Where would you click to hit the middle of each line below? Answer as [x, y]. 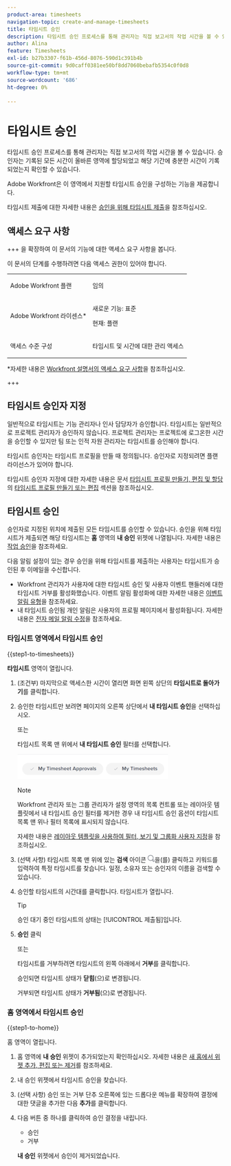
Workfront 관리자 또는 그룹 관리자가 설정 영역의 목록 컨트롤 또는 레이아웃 [115, 804]
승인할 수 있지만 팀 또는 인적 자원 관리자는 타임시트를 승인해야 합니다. [107, 441]
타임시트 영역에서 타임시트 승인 [55, 639]
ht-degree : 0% [27, 87]
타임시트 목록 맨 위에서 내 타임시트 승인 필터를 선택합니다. [94, 744]
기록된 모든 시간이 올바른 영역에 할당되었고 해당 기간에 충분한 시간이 [116, 161]
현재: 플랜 [105, 323]
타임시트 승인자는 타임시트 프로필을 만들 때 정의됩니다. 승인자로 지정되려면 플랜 [113, 456]
